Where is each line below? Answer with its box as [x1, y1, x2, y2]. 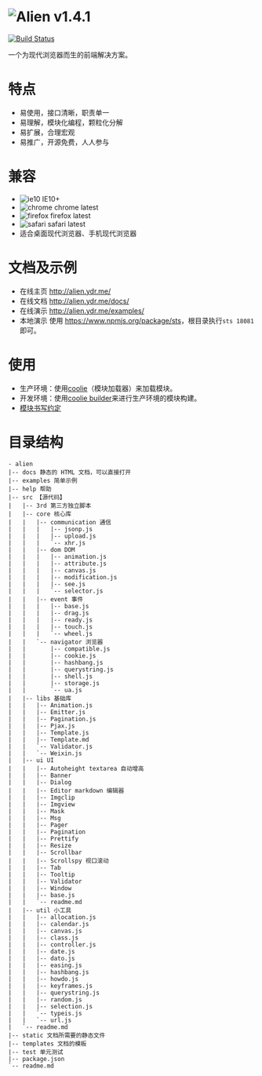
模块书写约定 [19, 403, 61, 412]
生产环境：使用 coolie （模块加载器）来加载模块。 [19, 383, 177, 392]
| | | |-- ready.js [8, 616, 93, 624]
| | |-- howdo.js [8, 975, 79, 983]
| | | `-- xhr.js [8, 538, 86, 547]
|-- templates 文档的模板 [8, 1040, 87, 1048]
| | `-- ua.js [8, 686, 82, 694]
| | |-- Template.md [8, 735, 89, 743]
